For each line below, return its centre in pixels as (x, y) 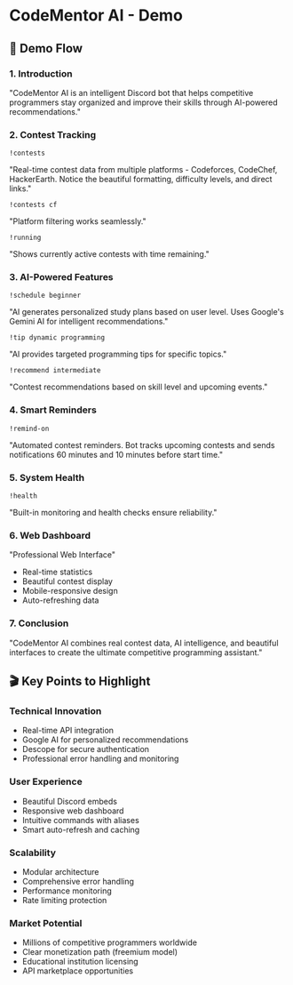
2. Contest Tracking (53, 134)
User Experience (46, 781)
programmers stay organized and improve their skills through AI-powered (143, 102)
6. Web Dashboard (50, 535)
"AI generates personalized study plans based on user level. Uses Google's (146, 312)
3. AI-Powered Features (61, 277)
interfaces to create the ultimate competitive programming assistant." (136, 652)
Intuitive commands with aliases (80, 820)
